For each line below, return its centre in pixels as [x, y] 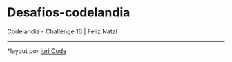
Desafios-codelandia [69, 13]
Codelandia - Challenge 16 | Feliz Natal [62, 31]
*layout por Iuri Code [37, 51]
